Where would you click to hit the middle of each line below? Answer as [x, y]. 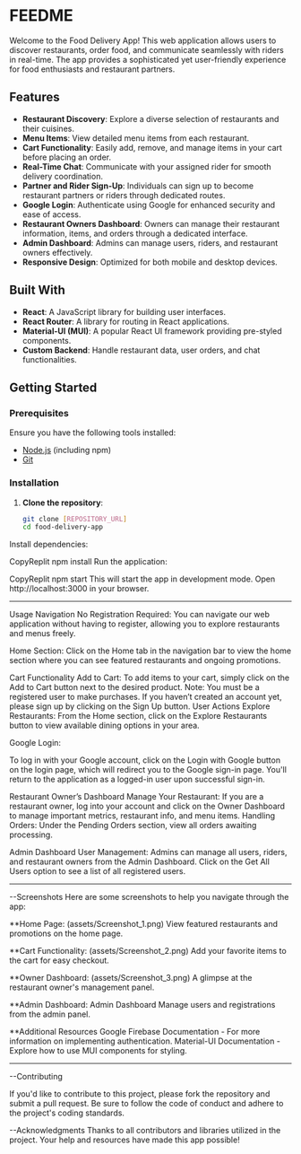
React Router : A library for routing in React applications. [126, 321]
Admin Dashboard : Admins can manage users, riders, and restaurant [150, 242]
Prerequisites [39, 413]
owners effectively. [57, 252]
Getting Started [53, 387]
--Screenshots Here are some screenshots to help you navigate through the [149, 897]
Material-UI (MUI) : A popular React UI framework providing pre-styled [152, 331]
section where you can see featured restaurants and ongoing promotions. [145, 660]
